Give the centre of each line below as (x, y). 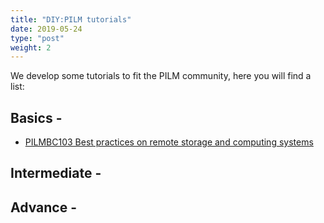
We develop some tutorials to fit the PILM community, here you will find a (161, 76)
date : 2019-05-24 (46, 29)
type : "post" (37, 38)
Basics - (36, 117)
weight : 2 (31, 47)
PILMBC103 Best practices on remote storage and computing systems (169, 142)
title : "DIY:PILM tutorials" (71, 19)
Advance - (43, 207)
